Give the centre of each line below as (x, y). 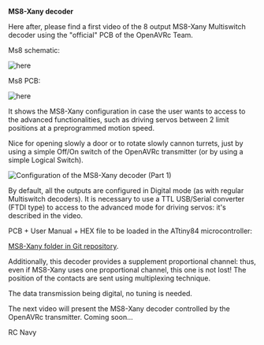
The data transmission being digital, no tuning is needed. (100, 293)
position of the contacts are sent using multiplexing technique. (110, 278)
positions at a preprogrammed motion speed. (82, 128)
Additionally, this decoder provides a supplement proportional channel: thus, (132, 262)
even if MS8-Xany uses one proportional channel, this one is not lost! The (127, 270)
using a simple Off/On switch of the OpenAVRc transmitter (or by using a (126, 152)
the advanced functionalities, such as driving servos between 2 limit (119, 120)
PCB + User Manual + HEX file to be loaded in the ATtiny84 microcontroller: (130, 231)
